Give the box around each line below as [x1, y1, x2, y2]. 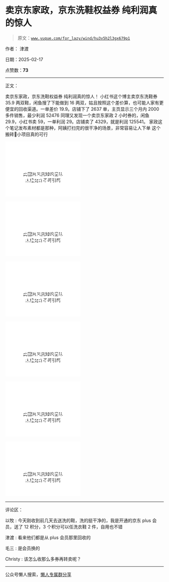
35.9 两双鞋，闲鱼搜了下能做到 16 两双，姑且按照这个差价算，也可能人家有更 [5, 100, 164, 106]
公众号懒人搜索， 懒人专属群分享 [5, 571, 71, 577]
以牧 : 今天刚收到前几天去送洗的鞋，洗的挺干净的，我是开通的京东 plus [5, 517, 151, 523]
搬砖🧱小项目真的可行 [5, 131, 48, 137]
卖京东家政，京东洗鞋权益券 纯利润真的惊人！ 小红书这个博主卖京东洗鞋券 [5, 93, 157, 99]
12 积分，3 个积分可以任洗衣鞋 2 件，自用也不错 [24, 523, 123, 529]
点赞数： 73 [5, 67, 29, 73]
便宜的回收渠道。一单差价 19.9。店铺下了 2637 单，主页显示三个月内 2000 [5, 106, 159, 112]
